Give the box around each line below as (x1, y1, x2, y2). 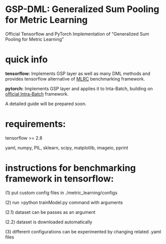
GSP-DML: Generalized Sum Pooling (5, 4, 159, 15)
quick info (5, 54, 48, 65)
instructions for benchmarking (5, 162, 136, 174)
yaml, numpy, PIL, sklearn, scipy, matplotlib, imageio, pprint (5, 144, 128, 150)
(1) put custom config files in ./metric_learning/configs (5, 190, 118, 196)
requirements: (5, 118, 66, 130)
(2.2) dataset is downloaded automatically (5, 219, 93, 225)
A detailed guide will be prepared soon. (5, 101, 87, 107)
